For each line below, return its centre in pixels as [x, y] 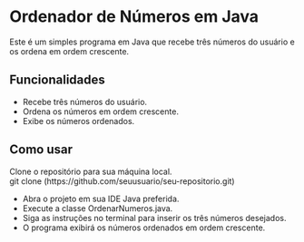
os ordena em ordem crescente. [69, 51]
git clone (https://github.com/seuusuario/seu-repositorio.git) [122, 181]
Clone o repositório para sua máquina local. [91, 171]
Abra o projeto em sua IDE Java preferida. [101, 198]
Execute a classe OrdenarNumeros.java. [98, 208]
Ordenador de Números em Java [134, 17]
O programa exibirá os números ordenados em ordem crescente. [144, 227]
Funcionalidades [58, 80]
